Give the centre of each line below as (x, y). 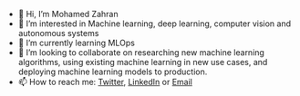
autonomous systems (58, 33)
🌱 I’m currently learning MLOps (76, 43)
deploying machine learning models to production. (113, 72)
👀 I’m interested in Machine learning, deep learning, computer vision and (155, 24)
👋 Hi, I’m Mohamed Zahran (68, 14)
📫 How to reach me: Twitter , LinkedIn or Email (105, 82)
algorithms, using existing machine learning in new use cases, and (143, 62)
